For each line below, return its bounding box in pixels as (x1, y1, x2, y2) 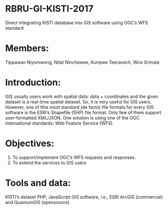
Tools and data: (5, 177, 71, 188)
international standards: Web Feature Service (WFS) (5, 120, 113, 126)
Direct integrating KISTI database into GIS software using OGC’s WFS (5, 20, 148, 26)
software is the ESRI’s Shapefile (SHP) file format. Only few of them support (5, 109, 161, 116)
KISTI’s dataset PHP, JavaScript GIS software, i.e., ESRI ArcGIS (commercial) (5, 194, 163, 200)
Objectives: (5, 138, 54, 149)
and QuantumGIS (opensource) (5, 199, 70, 205)
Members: (5, 43, 49, 54)
